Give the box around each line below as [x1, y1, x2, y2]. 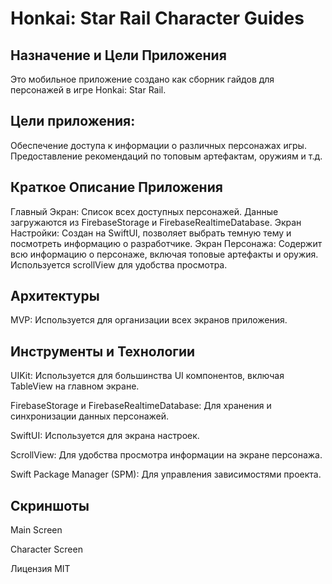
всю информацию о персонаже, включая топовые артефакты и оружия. [10, 248, 319, 260]
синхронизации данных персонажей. [10, 410, 170, 422]
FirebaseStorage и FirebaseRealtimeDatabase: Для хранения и [10, 400, 272, 412]
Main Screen [10, 524, 63, 536]
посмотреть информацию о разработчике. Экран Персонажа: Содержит [10, 237, 323, 249]
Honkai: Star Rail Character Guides [10, 7, 305, 30]
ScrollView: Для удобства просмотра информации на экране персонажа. [10, 449, 323, 461]
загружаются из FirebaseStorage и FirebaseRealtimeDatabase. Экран [10, 216, 302, 228]
